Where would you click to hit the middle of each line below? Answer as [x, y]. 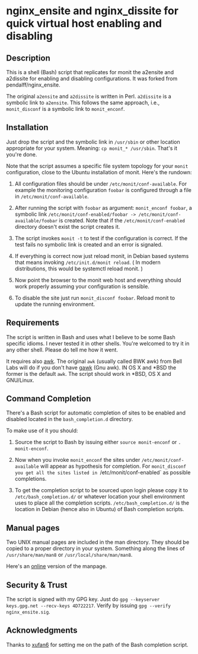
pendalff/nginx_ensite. [33, 85]
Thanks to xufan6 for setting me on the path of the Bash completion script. [97, 645]
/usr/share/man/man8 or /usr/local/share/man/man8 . [69, 555]
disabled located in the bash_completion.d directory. [70, 419]
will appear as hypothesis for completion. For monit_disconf [114, 466]
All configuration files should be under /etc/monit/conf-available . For [101, 184]
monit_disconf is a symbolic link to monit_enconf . [66, 109]
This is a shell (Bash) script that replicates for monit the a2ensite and [90, 72]
